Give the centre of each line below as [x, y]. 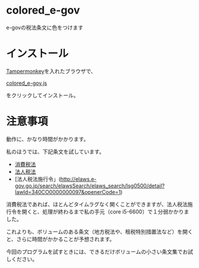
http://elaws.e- [78, 179]
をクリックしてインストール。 [42, 95]
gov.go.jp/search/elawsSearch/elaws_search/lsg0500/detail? [90, 186]
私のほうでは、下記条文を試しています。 [56, 151]
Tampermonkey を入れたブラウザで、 [51, 71]
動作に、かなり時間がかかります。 [48, 139]
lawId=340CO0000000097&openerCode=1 [68, 192]
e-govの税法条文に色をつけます [45, 27]
